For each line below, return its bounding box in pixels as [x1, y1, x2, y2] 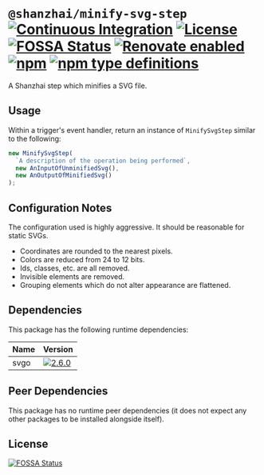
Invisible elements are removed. [19, 271, 125, 281]
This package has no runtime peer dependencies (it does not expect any [8, 405, 247, 415]
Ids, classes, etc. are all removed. [19, 263, 130, 273]
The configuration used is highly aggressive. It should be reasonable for [8, 222, 245, 232]
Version [42, 343, 73, 354]
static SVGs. [8, 230, 49, 240]
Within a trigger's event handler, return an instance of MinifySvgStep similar [8, 125, 256, 134]
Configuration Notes [8, 201, 112, 214]
